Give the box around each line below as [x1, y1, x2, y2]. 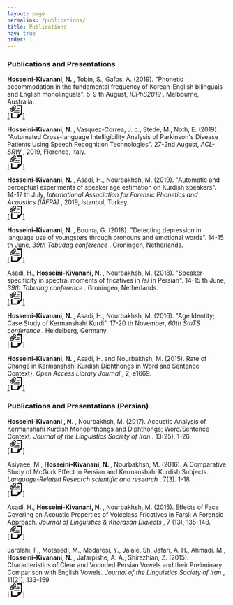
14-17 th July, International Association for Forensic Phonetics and [7, 190, 198, 199]
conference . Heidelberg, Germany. [7, 327, 108, 335]
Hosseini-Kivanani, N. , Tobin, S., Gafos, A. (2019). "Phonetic [7, 75, 183, 84]
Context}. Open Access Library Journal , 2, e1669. [7, 369, 152, 378]
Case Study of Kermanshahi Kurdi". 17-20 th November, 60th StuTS [7, 319, 201, 327]
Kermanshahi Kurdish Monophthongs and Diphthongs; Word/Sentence [7, 425, 210, 433]
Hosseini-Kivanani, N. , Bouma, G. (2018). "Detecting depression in [7, 226, 202, 234]
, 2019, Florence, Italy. [22, 148, 86, 156]
